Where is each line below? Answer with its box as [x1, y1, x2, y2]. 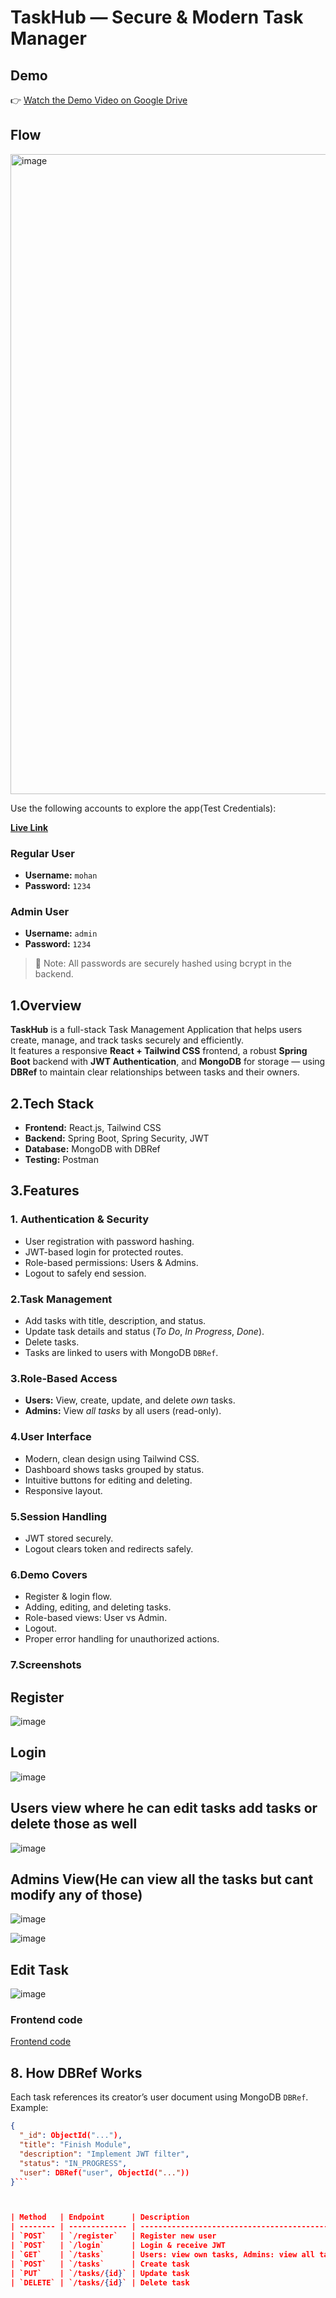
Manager [10, 27, 87, 50]
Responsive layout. [24, 1484, 103, 1496]
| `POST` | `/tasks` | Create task [10, 2259, 190, 2269]
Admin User [10, 905, 70, 919]
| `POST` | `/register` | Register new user [10, 2231, 217, 2241]
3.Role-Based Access [10, 1371, 118, 1385]
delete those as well [10, 1816, 138, 1833]
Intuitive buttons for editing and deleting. [24, 1474, 193, 1486]
